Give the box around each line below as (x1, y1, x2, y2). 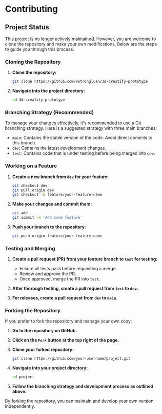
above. (12, 389, 27, 394)
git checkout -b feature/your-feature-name (12, 192, 102, 197)
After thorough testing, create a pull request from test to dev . (12, 285, 138, 292)
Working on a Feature (5, 162, 57, 169)
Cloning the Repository (5, 58, 61, 65)
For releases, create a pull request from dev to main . (12, 295, 118, 301)
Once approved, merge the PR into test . (19, 276, 101, 282)
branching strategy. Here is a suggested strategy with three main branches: (5, 125, 157, 131)
